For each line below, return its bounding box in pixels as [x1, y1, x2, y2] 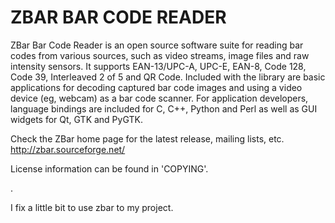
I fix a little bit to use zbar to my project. [10, 201, 174, 213]
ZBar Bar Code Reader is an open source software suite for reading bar [10, 39, 304, 51]
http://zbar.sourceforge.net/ [10, 143, 126, 155]
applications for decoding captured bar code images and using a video [10, 81, 303, 93]
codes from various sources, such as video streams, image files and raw [10, 49, 310, 61]
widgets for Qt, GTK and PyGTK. [10, 113, 143, 125]
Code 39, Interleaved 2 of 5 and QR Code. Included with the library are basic [10, 71, 326, 83]
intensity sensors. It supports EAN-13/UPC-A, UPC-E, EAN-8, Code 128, [10, 60, 307, 72]
